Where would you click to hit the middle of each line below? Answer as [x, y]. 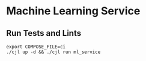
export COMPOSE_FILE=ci [36, 47]
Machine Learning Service [73, 11]
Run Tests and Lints [44, 33]
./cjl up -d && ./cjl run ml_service [53, 52]
